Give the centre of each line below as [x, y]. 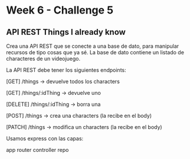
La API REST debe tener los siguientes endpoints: [66, 70]
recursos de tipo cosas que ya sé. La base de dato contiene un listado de [95, 52]
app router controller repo [37, 150]
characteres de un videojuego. [43, 59]
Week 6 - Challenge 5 [60, 10]
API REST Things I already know [66, 32]
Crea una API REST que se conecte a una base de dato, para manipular [93, 46]
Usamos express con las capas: [45, 138]
